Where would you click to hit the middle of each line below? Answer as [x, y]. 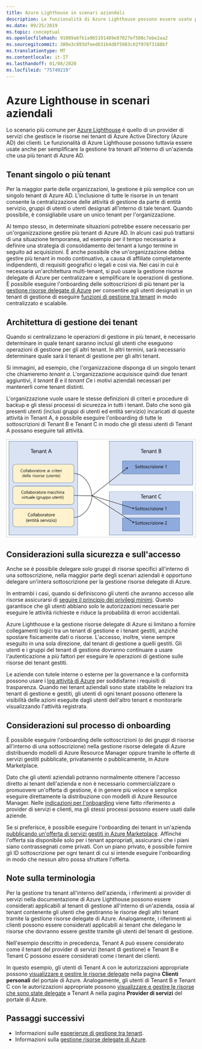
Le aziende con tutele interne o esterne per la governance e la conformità [97, 675]
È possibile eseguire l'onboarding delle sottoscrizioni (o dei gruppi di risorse [100, 740]
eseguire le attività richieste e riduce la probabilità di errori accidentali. [93, 613]
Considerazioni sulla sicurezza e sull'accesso [93, 554]
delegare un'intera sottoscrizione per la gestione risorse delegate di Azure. [99, 582]
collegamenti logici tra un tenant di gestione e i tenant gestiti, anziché [92, 631]
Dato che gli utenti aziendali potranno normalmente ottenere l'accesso [93, 777]
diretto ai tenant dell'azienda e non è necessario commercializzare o [91, 784]
